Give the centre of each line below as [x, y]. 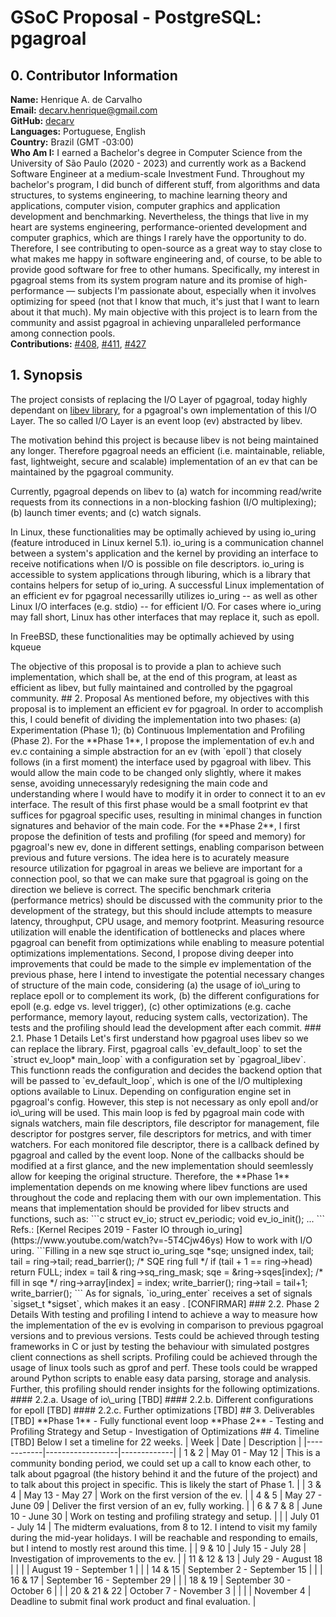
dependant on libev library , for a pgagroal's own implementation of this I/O [163, 410]
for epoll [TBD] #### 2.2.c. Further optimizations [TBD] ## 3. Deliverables [162, 1410]
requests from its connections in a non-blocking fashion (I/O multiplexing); [163, 502]
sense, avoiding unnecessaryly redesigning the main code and [139, 783]
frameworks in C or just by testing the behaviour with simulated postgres [160, 1346]
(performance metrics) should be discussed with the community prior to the [166, 900]
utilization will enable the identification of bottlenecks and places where [158, 932]
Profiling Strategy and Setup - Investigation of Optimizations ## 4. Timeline [165, 1431]
